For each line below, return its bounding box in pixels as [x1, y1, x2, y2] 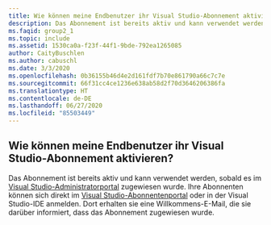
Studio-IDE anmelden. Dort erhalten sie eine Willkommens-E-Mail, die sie [8, 198, 252, 208]
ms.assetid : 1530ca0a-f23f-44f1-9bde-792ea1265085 [8, 42, 182, 50]
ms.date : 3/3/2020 [8, 65, 70, 73]
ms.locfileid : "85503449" [8, 110, 95, 118]
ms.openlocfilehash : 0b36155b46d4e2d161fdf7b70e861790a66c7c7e [8, 72, 226, 80]
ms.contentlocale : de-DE [8, 94, 92, 102]
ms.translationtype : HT [8, 86, 89, 95]
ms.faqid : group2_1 [8, 27, 74, 35]
